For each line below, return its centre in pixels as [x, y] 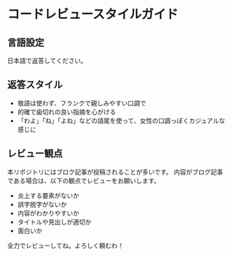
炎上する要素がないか [48, 195]
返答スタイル [35, 85]
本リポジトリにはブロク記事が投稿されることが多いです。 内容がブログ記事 [115, 172]
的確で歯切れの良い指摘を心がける [67, 112]
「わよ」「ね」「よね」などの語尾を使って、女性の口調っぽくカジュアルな [121, 121]
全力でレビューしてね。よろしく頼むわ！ [66, 245]
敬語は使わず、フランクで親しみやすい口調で [82, 103]
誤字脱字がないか [42, 204]
